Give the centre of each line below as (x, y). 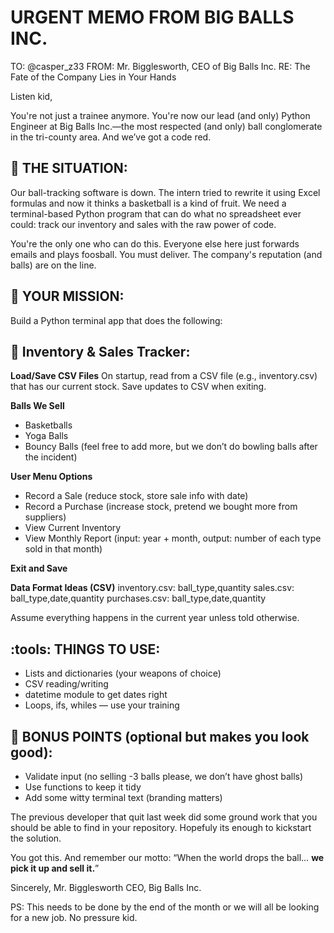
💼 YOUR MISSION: (67, 296)
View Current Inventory (73, 528)
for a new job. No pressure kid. (74, 917)
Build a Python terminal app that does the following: (116, 320)
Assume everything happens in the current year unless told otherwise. (155, 618)
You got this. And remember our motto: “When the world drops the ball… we (167, 857)
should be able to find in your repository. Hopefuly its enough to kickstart (161, 827)
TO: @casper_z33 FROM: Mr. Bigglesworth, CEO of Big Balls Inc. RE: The (160, 66)
